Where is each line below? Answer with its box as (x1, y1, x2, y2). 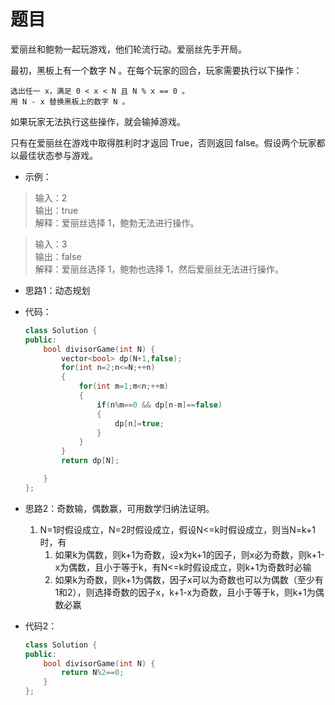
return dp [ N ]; (61, 456, 120, 466)
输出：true (34, 204, 79, 216)
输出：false (34, 250, 82, 262)
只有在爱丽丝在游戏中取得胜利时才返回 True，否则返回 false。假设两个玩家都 (10, 136, 326, 149)
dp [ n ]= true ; (114, 418, 165, 429)
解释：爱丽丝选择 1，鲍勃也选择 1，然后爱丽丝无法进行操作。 (34, 263, 285, 275)
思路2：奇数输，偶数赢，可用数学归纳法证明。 (24, 502, 215, 514)
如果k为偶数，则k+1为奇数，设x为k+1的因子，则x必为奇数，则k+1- (54, 548, 325, 560)
